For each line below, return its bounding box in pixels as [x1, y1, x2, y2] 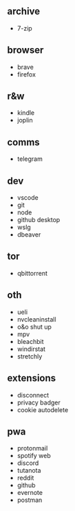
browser [7, 45, 44, 56]
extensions [7, 372, 56, 384]
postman [17, 496, 43, 504]
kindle [17, 109, 35, 117]
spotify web [17, 452, 52, 460]
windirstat [17, 345, 46, 353]
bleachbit [17, 337, 44, 345]
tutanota [17, 466, 41, 475]
